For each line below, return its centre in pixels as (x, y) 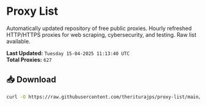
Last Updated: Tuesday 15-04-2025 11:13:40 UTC (68, 53)
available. (18, 41)
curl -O (16, 97)
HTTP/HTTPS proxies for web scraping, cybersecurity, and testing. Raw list (101, 34)
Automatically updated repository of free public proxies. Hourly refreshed (99, 28)
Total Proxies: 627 (29, 59)
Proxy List (32, 11)
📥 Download (31, 80)
